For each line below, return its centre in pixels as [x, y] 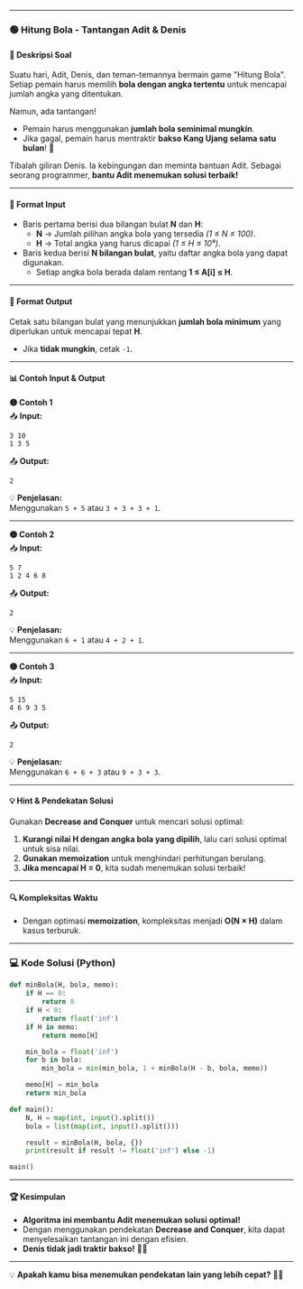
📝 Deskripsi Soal [41, 54]
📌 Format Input [37, 204]
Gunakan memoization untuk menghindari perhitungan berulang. [144, 858]
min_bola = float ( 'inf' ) [72, 1052]
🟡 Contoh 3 [32, 666]
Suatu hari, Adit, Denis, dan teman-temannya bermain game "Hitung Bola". [147, 75]
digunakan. [43, 263]
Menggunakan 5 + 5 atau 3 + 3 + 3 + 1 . [85, 507]
